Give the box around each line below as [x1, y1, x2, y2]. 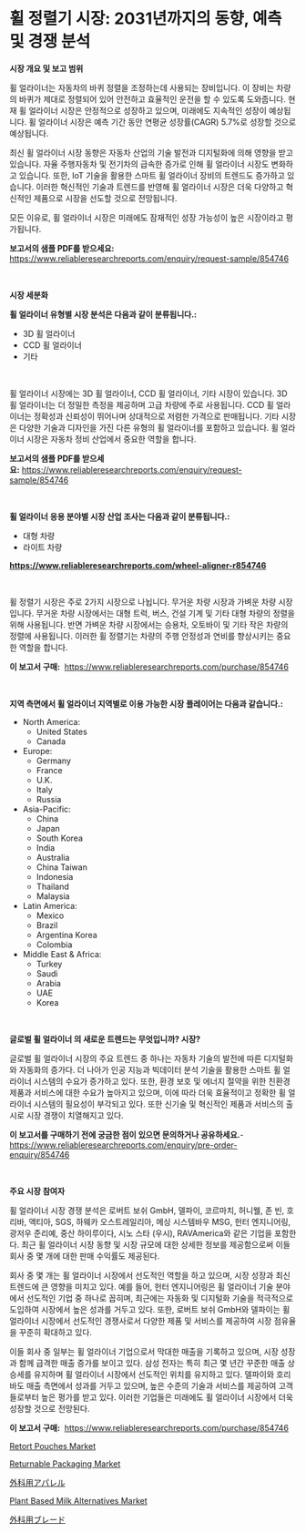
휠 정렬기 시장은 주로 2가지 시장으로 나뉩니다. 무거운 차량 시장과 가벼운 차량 [9, 596, 277, 607]
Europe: [22, 745, 53, 756]
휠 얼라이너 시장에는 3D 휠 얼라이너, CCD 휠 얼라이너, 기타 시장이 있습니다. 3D [9, 388, 289, 399]
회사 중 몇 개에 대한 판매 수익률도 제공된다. [9, 1250, 160, 1262]
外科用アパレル [9, 1477, 66, 1487]
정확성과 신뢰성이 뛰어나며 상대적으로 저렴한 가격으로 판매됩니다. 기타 [33, 411, 280, 422]
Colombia [36, 939, 73, 950]
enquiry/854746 [9, 1149, 70, 1160]
